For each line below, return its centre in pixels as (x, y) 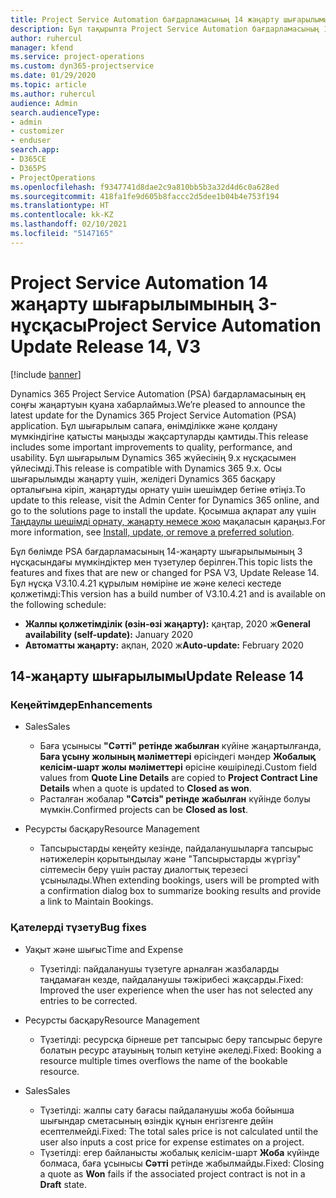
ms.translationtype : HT (60, 206)
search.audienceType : (55, 112)
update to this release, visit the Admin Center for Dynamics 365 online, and (165, 500)
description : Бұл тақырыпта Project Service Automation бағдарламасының (165, 29)
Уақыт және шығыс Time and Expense (104, 949)
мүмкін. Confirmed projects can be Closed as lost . (143, 810)
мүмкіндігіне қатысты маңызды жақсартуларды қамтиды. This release (159, 436)
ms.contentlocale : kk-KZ (62, 215)
